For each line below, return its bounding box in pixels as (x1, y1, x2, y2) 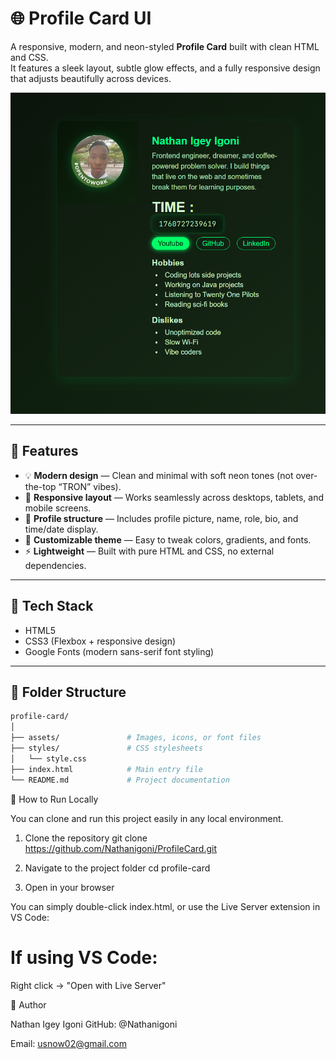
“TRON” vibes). (58, 480, 122, 492)
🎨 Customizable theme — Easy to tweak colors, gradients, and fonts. (24, 533, 312, 546)
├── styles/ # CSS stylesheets (10, 743, 203, 754)
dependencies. (24, 559, 87, 571)
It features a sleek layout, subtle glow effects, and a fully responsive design (10, 62, 321, 74)
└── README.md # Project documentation (10, 775, 230, 785)
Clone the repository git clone (24, 832, 148, 844)
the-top (24, 480, 57, 492)
